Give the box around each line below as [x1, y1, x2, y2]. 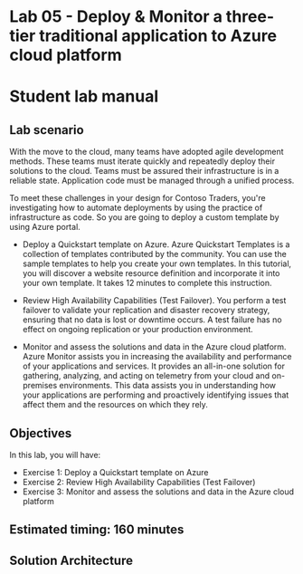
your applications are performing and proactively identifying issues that [22, 389, 289, 400]
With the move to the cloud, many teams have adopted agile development [9, 147, 284, 158]
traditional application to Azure [39, 25, 278, 46]
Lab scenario [9, 122, 84, 138]
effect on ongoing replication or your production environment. [22, 324, 253, 335]
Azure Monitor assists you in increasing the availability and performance [22, 351, 292, 362]
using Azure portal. [9, 222, 81, 233]
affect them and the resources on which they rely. [22, 399, 208, 410]
